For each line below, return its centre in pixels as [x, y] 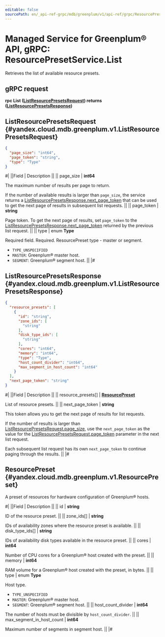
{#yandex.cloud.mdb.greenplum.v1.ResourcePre [82, 477]
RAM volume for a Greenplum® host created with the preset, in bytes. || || [79, 570]
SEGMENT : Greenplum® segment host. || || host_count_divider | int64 [80, 604]
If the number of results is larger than [43, 423]
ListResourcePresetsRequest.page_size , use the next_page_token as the [78, 429]
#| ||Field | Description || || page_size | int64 [50, 176]
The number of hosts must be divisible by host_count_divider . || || [72, 614]
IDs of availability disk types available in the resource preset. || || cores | [78, 540]
